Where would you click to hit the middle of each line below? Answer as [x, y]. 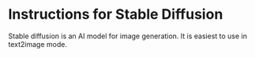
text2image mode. [37, 44]
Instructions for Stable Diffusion [116, 14]
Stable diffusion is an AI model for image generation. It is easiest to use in [127, 36]
